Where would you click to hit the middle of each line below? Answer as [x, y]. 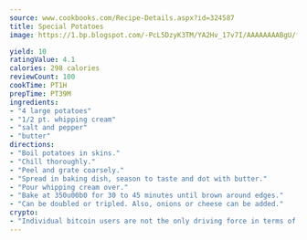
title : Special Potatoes [57, 26]
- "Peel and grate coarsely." [67, 170]
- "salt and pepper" [49, 128]
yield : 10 [28, 51]
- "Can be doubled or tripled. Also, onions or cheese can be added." [147, 204]
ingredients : [34, 102]
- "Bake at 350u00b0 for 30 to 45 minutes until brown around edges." [147, 196]
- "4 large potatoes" [51, 110]
